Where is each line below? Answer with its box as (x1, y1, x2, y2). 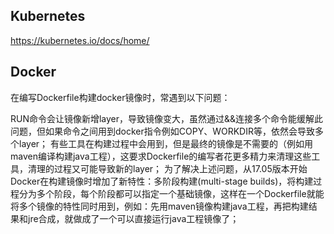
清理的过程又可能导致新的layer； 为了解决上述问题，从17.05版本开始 (27, 162, 308, 174)
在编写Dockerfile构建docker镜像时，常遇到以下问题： (10, 91, 231, 103)
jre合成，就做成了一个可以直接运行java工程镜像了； (27, 212, 240, 224)
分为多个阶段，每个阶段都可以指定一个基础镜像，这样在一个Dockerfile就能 (18, 187, 325, 199)
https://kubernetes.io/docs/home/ (10, 34, 150, 46)
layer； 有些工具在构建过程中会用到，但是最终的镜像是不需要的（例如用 (18, 137, 314, 149)
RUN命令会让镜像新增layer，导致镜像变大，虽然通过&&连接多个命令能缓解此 (10, 112, 324, 124)
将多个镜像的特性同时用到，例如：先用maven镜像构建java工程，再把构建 (10, 200, 309, 212)
